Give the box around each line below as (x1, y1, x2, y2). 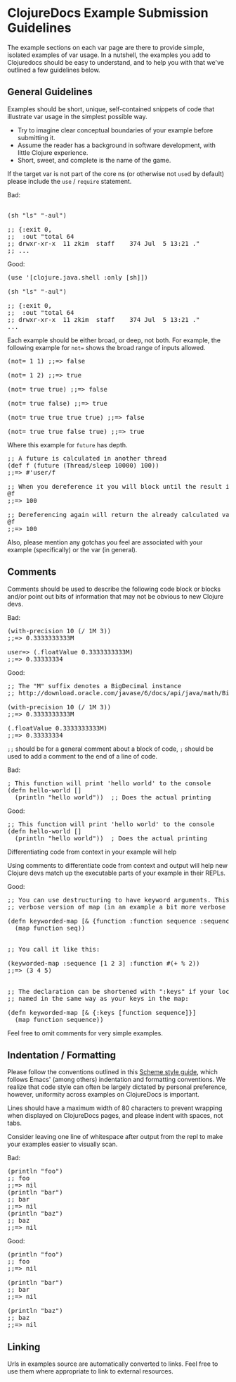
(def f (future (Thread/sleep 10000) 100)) (7, 461, 159, 469)
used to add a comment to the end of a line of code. (7, 752, 158, 760)
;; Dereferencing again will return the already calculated (7, 511, 219, 518)
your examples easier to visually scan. (7, 1140, 118, 1149)
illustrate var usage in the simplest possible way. (7, 112, 147, 120)
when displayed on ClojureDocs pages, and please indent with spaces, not (7, 1112, 223, 1120)
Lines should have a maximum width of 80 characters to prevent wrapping (7, 1104, 223, 1112)
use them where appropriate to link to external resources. (7, 1367, 173, 1376)
